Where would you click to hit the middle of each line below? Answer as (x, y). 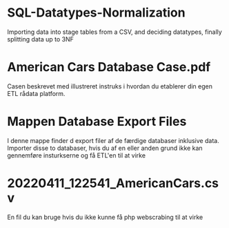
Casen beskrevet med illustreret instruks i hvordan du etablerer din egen (110, 86)
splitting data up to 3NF (40, 39)
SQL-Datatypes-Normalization (96, 13)
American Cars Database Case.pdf (109, 67)
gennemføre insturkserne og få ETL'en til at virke (77, 155)
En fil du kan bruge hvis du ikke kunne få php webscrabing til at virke (105, 217)
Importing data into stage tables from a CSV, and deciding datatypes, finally (114, 32)
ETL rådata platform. (36, 93)
